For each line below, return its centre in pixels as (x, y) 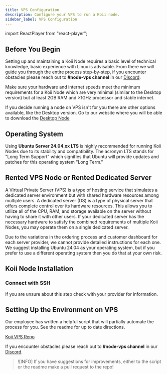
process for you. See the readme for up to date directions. (65, 327)
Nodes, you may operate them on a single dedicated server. (67, 227)
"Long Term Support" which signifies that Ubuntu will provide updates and (82, 157)
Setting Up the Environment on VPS (62, 309)
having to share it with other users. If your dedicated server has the (75, 216)
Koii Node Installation (39, 269)
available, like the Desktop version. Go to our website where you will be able (84, 113)
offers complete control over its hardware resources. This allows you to (79, 206)
